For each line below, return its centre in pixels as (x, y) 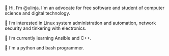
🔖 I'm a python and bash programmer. (45, 48)
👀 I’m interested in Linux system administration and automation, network (80, 23)
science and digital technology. (37, 13)
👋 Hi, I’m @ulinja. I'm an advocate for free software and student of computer (85, 8)
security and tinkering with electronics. (46, 28)
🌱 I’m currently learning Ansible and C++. (48, 38)
